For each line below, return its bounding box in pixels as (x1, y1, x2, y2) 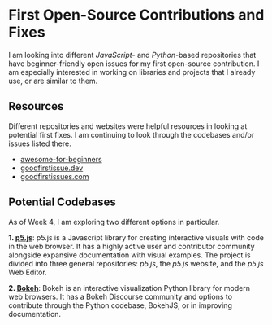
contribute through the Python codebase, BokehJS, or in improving (8, 300, 233, 310)
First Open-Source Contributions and (8, 6, 265, 24)
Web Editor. (8, 267, 47, 277)
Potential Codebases (8, 195, 116, 209)
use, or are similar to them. (8, 76, 98, 86)
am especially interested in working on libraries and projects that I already (8, 67, 256, 77)
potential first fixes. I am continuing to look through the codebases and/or (8, 130, 255, 139)
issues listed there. (8, 138, 71, 148)
